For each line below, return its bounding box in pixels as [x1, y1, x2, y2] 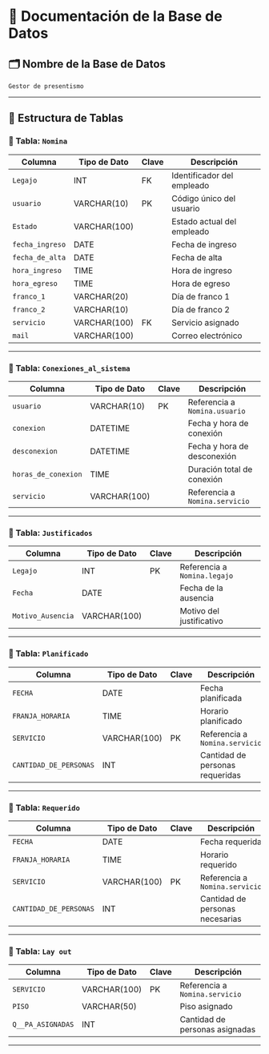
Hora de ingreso [171, 264, 232, 276]
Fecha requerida [199, 836, 263, 847]
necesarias [199, 913, 242, 924]
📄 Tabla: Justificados [8, 527, 93, 538]
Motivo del [179, 605, 220, 617]
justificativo [179, 616, 223, 627]
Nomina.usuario [187, 406, 246, 416]
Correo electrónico [171, 330, 243, 341]
